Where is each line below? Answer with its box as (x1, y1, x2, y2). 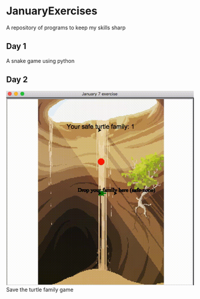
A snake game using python (6, 57, 75, 64)
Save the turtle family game (6, 286, 74, 294)
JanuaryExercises (6, 4, 98, 18)
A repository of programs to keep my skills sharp (6, 24, 126, 31)
